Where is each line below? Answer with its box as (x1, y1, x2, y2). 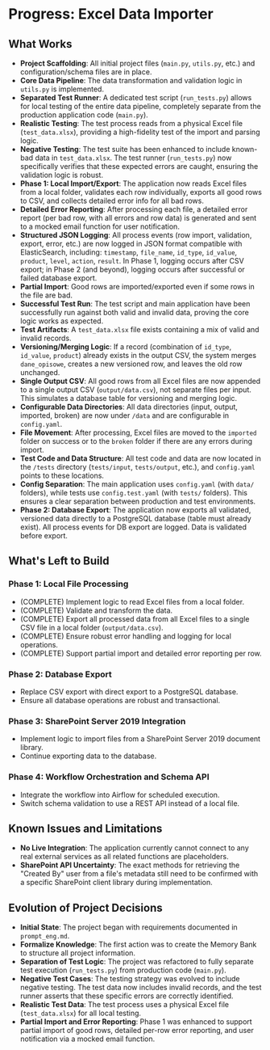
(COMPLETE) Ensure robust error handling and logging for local (19, 631, 232, 641)
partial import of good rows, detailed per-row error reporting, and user (19, 1026, 254, 1035)
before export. (19, 531, 69, 540)
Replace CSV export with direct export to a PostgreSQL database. (19, 686, 239, 696)
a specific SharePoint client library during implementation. (19, 878, 213, 888)
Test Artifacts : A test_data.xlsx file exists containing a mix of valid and (19, 325, 260, 334)
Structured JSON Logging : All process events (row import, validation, (19, 230, 252, 239)
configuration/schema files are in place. (19, 67, 152, 77)
